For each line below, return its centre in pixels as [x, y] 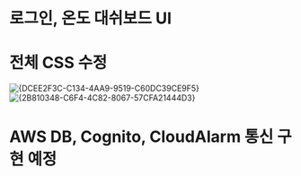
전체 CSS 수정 [58, 63]
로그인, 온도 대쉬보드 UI [91, 18]
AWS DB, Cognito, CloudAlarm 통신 [142, 137]
